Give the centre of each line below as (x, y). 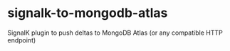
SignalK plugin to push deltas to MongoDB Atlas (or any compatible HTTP (115, 33)
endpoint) (22, 40)
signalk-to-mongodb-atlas (88, 13)
